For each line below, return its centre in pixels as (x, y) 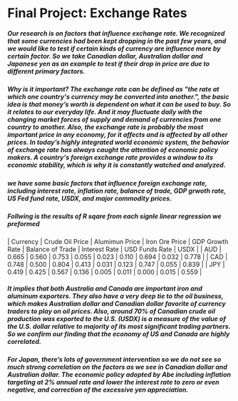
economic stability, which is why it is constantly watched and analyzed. (117, 165)
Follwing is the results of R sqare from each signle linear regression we (115, 216)
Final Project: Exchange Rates (97, 13)
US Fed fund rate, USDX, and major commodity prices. (90, 198)
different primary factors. (46, 71)
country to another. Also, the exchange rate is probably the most (105, 127)
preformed (24, 223)
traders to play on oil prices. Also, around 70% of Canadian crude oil (112, 311)
